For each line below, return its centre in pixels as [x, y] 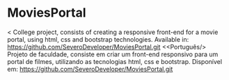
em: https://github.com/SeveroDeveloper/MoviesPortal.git [90, 69]
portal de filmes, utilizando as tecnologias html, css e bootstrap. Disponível [115, 61]
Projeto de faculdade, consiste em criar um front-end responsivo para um [113, 54]
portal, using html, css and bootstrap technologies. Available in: [98, 39]
